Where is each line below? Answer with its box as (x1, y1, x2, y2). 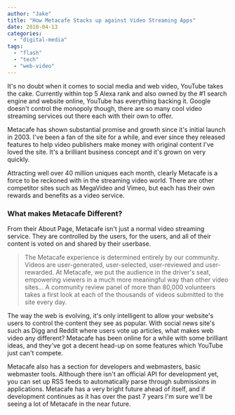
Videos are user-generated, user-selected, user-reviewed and (24, 261, 204, 269)
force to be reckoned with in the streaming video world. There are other (7, 176, 215, 185)
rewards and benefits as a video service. (7, 191, 125, 199)
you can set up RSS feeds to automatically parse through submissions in (7, 377, 217, 386)
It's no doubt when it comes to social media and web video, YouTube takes (7, 81, 224, 90)
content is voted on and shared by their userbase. (7, 239, 152, 248)
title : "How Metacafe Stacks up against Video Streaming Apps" (7, 17, 196, 24)
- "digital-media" (13, 37, 68, 44)
